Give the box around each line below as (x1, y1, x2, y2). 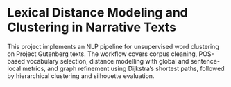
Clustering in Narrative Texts (7, 19, 177, 35)
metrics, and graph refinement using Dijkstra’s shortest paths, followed (22, 64, 225, 72)
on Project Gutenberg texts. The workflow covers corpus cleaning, (7, 50, 198, 58)
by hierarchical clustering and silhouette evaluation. (7, 71, 155, 80)
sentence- (190, 57, 221, 65)
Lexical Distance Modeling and (7, 5, 189, 21)
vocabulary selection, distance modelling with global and (26, 57, 189, 65)
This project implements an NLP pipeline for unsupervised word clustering (7, 42, 220, 50)
